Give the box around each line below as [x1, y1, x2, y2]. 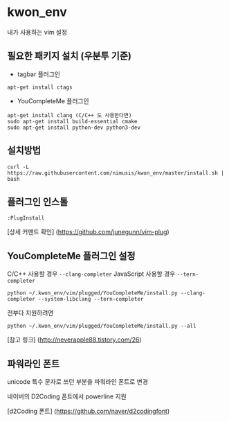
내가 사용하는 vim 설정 [7, 28, 68, 36]
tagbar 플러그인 [17, 70, 61, 78]
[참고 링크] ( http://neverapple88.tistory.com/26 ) [7, 335, 142, 344]
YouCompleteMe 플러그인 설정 [7, 250, 136, 262]
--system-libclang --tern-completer [37, 296, 144, 303]
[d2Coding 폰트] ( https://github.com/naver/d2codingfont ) [7, 407, 170, 415]
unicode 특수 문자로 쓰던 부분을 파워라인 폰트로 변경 [7, 378, 149, 385]
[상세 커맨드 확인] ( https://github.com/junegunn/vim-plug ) [7, 228, 170, 236]
